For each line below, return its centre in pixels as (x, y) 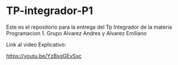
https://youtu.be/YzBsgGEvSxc (44, 56)
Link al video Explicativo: (36, 45)
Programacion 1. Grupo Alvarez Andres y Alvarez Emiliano (76, 33)
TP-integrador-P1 (50, 11)
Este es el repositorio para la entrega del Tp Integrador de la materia (89, 27)
